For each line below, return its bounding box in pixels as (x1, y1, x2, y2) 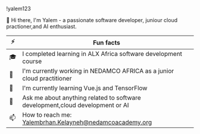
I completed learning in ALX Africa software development (22, 50, 183, 58)
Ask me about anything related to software (22, 94, 141, 102)
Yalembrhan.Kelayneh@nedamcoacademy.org (22, 119, 152, 126)
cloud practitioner (22, 74, 72, 82)
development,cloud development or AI (22, 101, 129, 109)
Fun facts (93, 38, 120, 46)
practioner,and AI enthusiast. (6, 23, 77, 30)
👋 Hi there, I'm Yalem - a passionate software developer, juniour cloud (6, 17, 177, 23)
